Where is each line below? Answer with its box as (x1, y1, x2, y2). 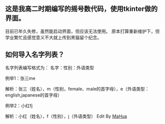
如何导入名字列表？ (5, 50, 64, 59)
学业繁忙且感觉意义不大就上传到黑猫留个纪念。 (5, 34, 101, 40)
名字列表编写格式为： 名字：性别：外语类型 (5, 64, 94, 71)
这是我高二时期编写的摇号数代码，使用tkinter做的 (5, 4, 158, 13)
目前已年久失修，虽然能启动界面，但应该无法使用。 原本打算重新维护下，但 (5, 28, 160, 34)
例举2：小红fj (5, 103, 33, 109)
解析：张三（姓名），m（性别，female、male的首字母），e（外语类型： (5, 86, 149, 92)
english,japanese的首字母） (5, 92, 62, 98)
